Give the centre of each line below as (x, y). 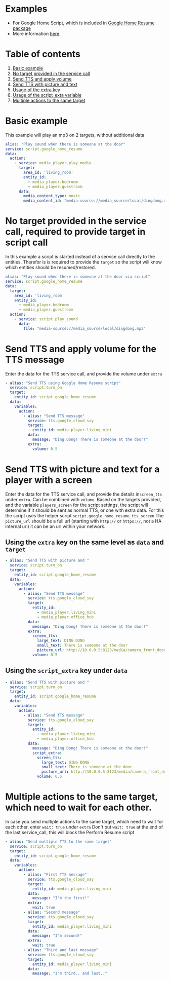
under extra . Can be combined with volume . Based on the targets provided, (83, 499)
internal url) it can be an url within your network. (55, 526)
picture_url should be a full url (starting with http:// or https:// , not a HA (83, 521)
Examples (26, 9)
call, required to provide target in (75, 232)
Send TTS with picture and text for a (82, 469)
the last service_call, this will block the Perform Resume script (70, 832)
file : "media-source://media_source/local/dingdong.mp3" (84, 328)
